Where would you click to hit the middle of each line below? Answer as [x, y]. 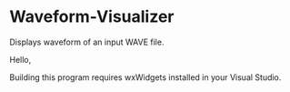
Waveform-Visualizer [92, 17]
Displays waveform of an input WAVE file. [87, 42]
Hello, [20, 59]
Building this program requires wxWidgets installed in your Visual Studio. [145, 77]
